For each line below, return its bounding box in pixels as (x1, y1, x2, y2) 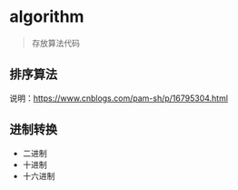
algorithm (9, 6, 84, 27)
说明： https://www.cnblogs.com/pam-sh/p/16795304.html (9, 93, 229, 104)
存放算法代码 (31, 37, 80, 48)
